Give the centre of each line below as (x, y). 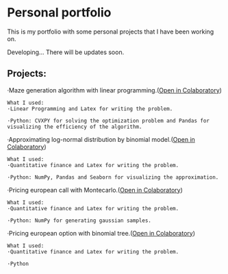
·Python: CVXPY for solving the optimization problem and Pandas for (109, 121)
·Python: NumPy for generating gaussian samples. (79, 221)
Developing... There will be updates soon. (66, 52)
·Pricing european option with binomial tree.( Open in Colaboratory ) (101, 233)
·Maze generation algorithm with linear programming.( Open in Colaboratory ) (115, 90)
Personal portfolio (59, 13)
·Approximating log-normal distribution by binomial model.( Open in (101, 139)
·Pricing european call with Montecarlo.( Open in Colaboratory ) (95, 190)
